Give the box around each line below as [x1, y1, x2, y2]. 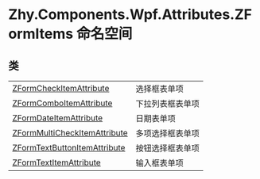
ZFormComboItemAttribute [12, 97, 113, 109]
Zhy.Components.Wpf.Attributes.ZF [8, 6, 253, 24]
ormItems [8, 25, 74, 43]
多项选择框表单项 [135, 128, 200, 139]
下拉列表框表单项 [135, 98, 200, 109]
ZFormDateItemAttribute [12, 112, 103, 124]
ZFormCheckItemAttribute [12, 83, 110, 93]
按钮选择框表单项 [135, 143, 200, 154]
